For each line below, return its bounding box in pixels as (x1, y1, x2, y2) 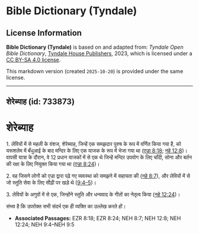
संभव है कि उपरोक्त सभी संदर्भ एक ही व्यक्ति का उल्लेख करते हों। (6, 203, 126, 210)
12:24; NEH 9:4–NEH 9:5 (14, 221, 75, 228)
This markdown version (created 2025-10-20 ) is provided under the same (6, 68, 184, 75)
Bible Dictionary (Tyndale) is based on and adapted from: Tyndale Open (6, 43, 184, 50)
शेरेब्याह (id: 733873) (6, 97, 75, 107)
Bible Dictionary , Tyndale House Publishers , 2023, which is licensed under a (6, 50, 192, 57)
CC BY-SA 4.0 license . (6, 56, 61, 63)
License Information (6, 28, 82, 38)
